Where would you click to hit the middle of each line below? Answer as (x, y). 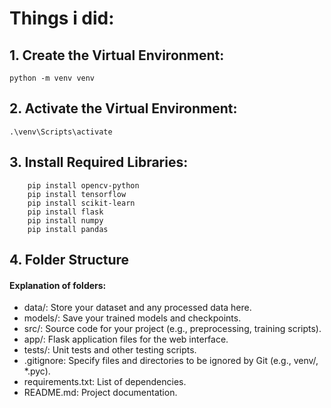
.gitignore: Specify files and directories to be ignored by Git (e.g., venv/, (171, 361)
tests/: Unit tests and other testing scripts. (110, 350)
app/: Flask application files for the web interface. (126, 339)
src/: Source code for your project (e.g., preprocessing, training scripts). (172, 329)
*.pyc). (37, 371)
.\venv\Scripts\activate (61, 132)
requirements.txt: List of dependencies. (105, 382)
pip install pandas (68, 229)
